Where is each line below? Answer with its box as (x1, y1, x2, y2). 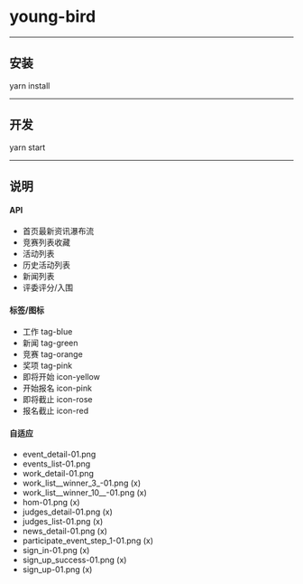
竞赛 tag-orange (22, 349, 83, 360)
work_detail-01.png (22, 467, 95, 478)
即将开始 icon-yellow (22, 372, 101, 382)
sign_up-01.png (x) (22, 563, 93, 575)
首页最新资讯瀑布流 (22, 226, 95, 237)
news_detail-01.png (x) (22, 525, 108, 536)
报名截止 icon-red (22, 405, 89, 417)
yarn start (9, 142, 46, 153)
